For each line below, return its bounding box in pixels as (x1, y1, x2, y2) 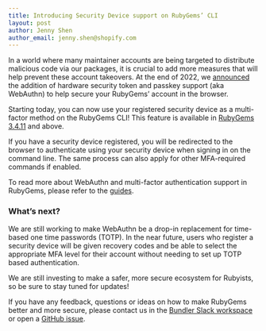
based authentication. (8, 257, 79, 267)
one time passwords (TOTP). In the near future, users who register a (30, 232, 254, 242)
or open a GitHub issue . (8, 314, 86, 323)
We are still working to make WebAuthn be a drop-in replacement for (8, 224, 233, 233)
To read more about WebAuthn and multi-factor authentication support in (8, 178, 248, 187)
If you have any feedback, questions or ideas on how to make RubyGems (8, 297, 248, 306)
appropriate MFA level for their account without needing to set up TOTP (8, 249, 242, 259)
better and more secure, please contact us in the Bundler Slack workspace (8, 305, 253, 314)
